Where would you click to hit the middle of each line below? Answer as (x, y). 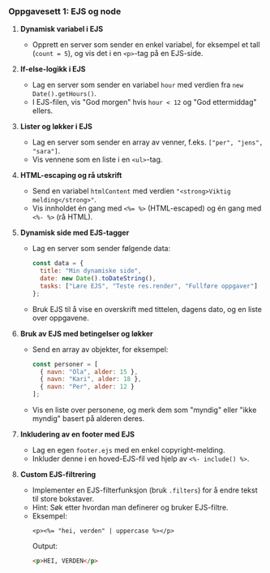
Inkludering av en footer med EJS (77, 434)
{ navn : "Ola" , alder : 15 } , (89, 371)
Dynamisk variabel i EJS (62, 29)
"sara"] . (46, 151)
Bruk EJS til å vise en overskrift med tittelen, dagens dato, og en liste (147, 309)
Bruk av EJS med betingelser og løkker (87, 333)
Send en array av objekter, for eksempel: (100, 349)
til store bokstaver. (63, 499)
